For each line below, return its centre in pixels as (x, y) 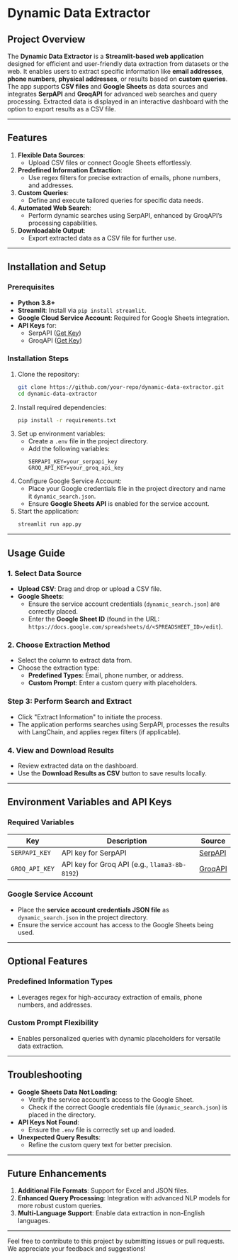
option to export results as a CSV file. (62, 109)
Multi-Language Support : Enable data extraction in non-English (111, 1213)
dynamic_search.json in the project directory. (83, 917)
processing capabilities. (63, 223)
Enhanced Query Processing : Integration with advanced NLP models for (124, 1198)
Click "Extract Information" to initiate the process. (90, 717)
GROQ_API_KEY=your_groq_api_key (76, 468)
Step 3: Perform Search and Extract (70, 702)
